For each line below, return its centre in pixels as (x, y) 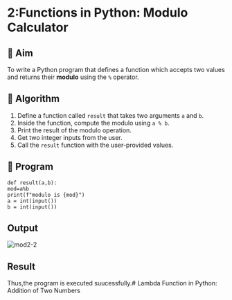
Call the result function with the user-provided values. (95, 145)
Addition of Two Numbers (44, 291)
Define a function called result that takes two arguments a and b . (110, 115)
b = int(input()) (32, 207)
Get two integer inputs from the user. (70, 137)
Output (23, 228)
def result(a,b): (32, 183)
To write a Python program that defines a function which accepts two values (116, 70)
